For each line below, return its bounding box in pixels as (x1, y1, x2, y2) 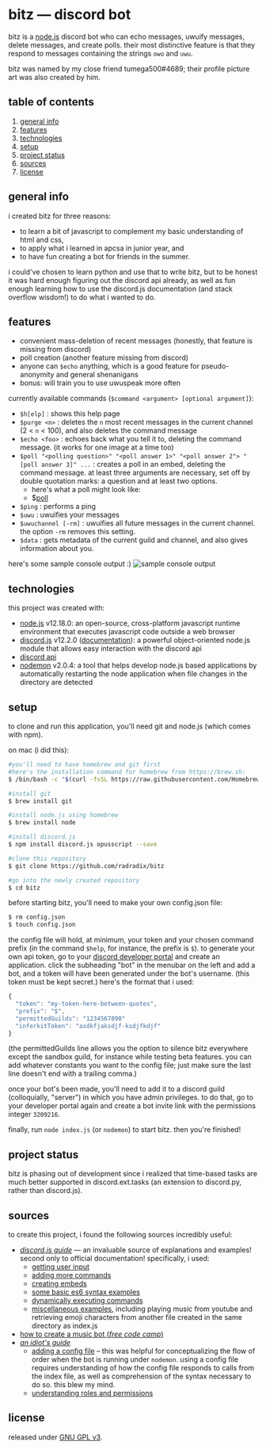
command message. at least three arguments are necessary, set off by (19, 468, 251, 477)
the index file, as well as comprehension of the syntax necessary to (31, 1371, 252, 1381)
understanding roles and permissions (31, 1389, 154, 1397)
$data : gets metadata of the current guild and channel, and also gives (19, 535, 248, 545)
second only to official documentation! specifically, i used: (19, 1254, 210, 1263)
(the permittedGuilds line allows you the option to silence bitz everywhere (8, 1044, 249, 1053)
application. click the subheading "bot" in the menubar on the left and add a (8, 961, 256, 970)
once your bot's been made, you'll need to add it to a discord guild (8, 1084, 226, 1094)
